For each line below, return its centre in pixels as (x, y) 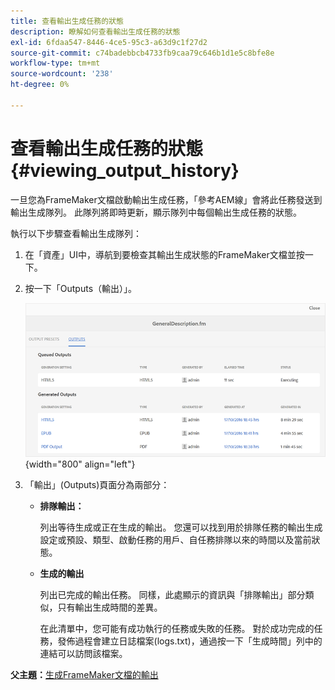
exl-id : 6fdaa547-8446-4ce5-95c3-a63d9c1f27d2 (109, 42)
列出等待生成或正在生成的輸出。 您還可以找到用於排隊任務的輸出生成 (181, 527)
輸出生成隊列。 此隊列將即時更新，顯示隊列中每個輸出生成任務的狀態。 (156, 212)
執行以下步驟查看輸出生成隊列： (76, 233)
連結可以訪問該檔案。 (83, 654)
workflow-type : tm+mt (55, 63)
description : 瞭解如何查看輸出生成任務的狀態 (95, 31)
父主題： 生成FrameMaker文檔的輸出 (84, 675)
